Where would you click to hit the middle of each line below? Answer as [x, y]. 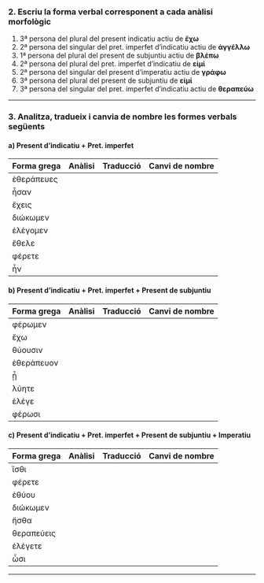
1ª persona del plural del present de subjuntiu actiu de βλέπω [119, 56]
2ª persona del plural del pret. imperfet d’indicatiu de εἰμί [112, 64]
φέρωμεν [29, 324]
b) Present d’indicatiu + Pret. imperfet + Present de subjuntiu [110, 291]
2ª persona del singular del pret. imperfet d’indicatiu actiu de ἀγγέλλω [134, 47]
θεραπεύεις [34, 533]
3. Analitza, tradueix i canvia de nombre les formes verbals [123, 117]
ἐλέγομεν [30, 231]
